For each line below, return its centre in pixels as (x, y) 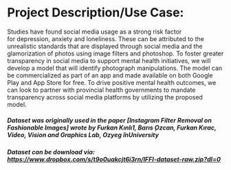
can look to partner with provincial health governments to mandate (101, 90)
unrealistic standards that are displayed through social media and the (105, 46)
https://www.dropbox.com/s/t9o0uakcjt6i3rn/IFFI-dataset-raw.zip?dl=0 (114, 159)
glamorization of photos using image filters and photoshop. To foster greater (115, 53)
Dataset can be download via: (51, 151)
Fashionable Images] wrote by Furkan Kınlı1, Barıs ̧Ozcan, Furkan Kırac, (112, 127)
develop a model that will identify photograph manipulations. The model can (115, 68)
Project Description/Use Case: (96, 13)
